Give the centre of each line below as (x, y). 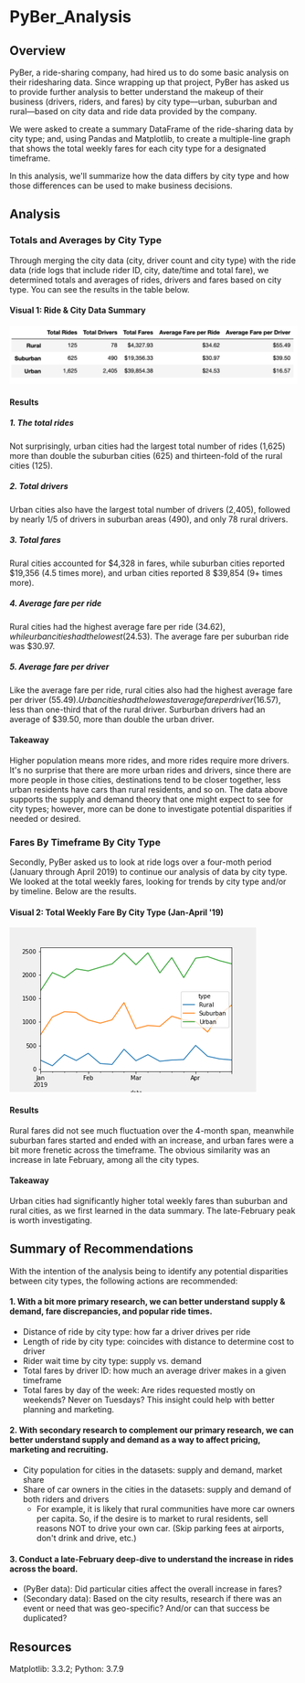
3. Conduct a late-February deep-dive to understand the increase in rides (152, 1559)
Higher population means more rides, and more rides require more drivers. (149, 760)
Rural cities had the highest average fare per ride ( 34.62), (117, 626)
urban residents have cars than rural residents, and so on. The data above (148, 789)
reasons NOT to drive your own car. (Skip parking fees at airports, (160, 1529)
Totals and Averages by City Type (86, 240)
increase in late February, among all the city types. (105, 1159)
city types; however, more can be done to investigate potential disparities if (151, 809)
